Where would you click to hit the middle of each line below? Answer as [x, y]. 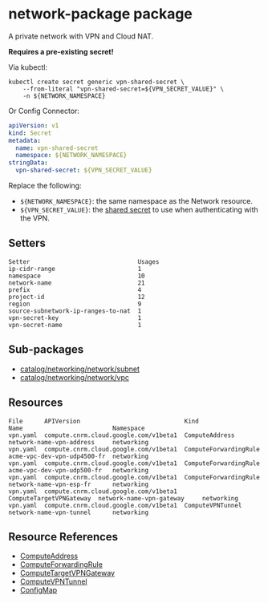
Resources [36, 403]
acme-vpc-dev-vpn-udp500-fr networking [79, 470]
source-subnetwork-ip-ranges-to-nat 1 [75, 311]
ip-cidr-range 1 [75, 269]
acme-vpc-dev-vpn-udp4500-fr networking [79, 456]
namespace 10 [77, 276]
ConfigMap [39, 590]
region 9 [75, 304]
